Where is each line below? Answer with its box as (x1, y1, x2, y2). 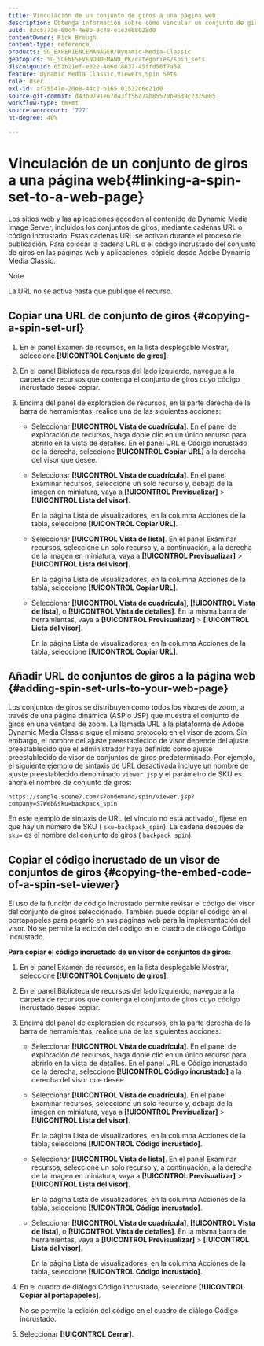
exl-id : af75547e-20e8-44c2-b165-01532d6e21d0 (8, 84, 163, 93)
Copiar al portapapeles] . (19, 1291, 101, 1300)
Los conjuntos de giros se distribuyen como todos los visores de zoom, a (8, 703, 245, 712)
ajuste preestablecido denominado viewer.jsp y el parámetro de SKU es (8, 769, 242, 779)
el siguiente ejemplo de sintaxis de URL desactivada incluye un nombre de (8, 761, 249, 771)
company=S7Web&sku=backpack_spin (8, 800, 118, 808)
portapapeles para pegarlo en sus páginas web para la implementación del (8, 916, 251, 925)
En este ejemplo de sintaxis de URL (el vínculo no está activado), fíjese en (8, 813, 247, 823)
